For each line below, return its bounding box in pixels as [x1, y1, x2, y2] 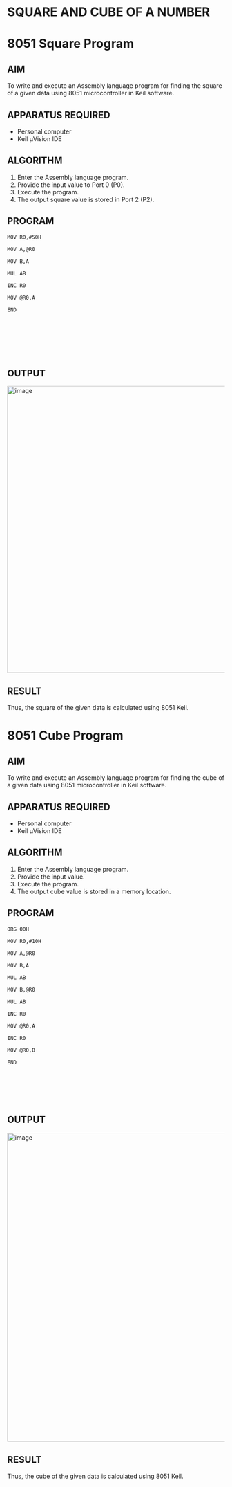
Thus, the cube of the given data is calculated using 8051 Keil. [7, 1472, 184, 1481]
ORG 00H [7, 925, 30, 933]
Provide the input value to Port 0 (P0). [17, 181, 126, 189]
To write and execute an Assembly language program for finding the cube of [7, 774, 224, 782]
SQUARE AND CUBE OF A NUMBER [7, 4, 211, 20]
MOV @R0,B [7, 1046, 36, 1054]
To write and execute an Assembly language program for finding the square [7, 82, 222, 90]
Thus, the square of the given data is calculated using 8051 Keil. [7, 704, 189, 712]
